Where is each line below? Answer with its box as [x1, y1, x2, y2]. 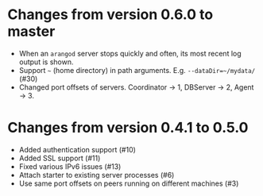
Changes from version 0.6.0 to [7, 6, 214, 24]
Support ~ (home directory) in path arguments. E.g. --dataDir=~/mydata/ [18, 65, 256, 75]
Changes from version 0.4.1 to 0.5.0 [7, 119, 249, 136]
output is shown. [18, 57, 74, 67]
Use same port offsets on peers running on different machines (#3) [18, 179, 239, 188]
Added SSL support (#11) [18, 153, 101, 163]
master [7, 22, 56, 40]
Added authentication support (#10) [18, 144, 137, 154]
